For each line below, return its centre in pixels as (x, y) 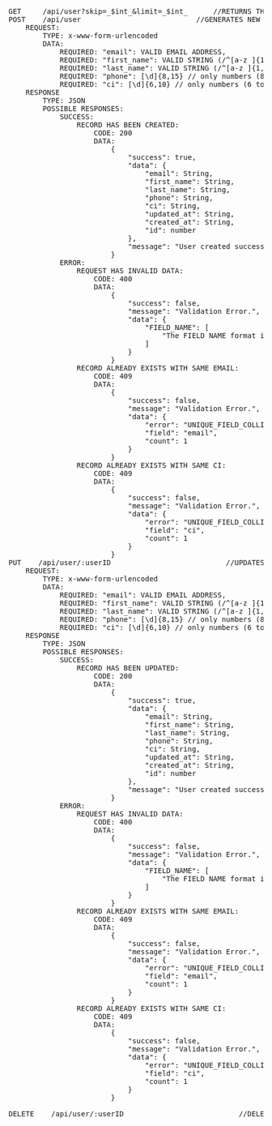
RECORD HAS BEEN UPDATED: (128, 668)
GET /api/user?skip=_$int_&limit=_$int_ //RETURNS (130, 11)
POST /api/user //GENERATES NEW (134, 19)
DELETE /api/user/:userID (66, 1114)
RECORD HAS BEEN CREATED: (128, 125)
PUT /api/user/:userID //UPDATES (136, 563)
